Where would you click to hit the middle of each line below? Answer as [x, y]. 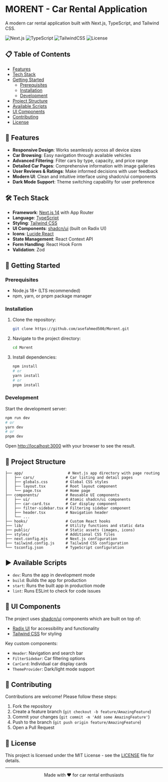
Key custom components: [31, 643]
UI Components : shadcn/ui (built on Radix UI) [59, 228]
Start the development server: [36, 408]
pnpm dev [14, 436]
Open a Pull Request [33, 727]
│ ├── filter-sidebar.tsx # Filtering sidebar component [68, 508]
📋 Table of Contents [38, 54]
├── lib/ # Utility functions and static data [74, 525]
